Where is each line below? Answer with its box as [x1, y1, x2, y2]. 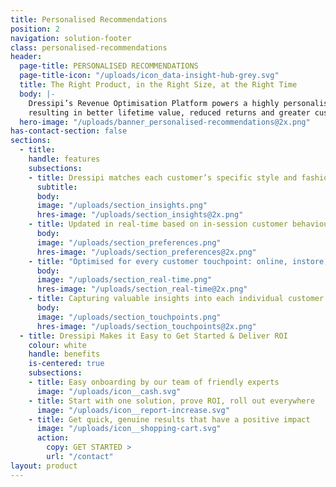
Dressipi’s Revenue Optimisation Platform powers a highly [28, 98, 280, 108]
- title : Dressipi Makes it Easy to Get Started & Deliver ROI [19, 331, 288, 341]
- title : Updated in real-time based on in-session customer [28, 219, 288, 230]
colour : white [28, 340, 87, 350]
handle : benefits [28, 349, 101, 360]
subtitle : [36, 182, 78, 192]
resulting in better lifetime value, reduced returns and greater [28, 107, 311, 118]
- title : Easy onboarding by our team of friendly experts [28, 377, 280, 387]
